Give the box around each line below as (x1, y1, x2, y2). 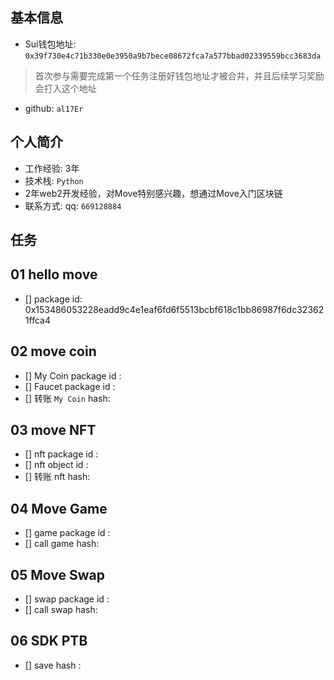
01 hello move (10, 266, 98, 283)
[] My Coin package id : (24, 369, 122, 382)
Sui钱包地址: (24, 38, 77, 50)
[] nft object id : (24, 459, 89, 471)
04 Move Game (10, 500, 108, 517)
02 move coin (10, 343, 97, 360)
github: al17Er (24, 102, 84, 114)
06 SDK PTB (10, 633, 88, 650)
